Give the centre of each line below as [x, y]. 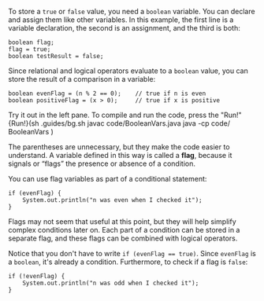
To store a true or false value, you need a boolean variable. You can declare [132, 11]
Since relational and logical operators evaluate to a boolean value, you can [128, 71]
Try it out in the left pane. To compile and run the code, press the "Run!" [125, 115]
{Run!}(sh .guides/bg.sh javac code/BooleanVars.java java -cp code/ [119, 123]
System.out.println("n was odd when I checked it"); [111, 283]
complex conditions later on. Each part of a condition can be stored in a [124, 230]
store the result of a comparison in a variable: [82, 79]
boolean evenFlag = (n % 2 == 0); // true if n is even [107, 94]
